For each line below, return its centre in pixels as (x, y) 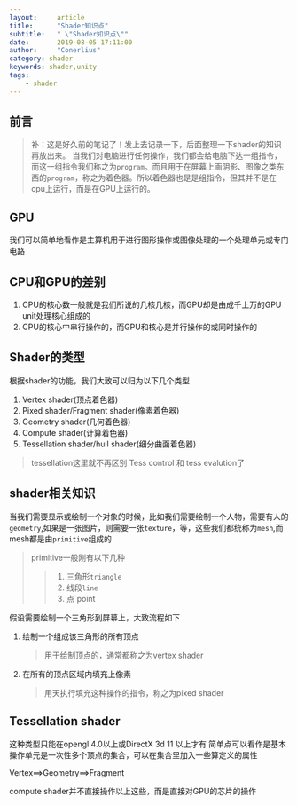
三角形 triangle (94, 576)
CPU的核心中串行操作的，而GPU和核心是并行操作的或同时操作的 (140, 327)
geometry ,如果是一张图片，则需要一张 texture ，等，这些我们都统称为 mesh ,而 (146, 527)
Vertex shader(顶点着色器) (70, 399)
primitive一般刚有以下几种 (78, 557)
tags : (19, 75)
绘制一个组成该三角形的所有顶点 (80, 636)
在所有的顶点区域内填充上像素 (76, 674)
